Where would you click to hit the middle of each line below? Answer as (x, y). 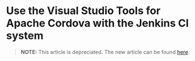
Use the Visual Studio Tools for (83, 11)
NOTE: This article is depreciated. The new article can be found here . (105, 52)
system (25, 36)
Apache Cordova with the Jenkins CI (97, 23)
